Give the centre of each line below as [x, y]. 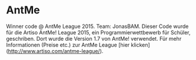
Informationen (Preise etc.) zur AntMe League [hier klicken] [78, 45]
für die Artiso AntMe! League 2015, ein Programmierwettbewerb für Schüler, [98, 32]
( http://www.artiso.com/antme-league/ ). [55, 51]
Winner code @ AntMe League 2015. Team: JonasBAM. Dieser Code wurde [97, 26]
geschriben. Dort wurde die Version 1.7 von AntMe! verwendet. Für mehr [94, 38]
